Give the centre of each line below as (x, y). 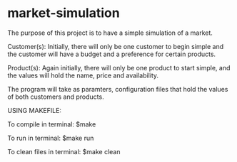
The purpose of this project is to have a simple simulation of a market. (110, 33)
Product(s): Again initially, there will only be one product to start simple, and (119, 67)
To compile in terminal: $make (52, 124)
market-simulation (64, 13)
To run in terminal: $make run (51, 138)
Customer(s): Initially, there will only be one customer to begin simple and (116, 46)
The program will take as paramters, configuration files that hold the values (118, 89)
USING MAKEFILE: (35, 110)
